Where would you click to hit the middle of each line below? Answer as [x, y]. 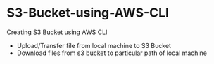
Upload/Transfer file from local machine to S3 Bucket [94, 45]
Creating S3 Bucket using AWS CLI [57, 32]
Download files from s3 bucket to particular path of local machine [112, 53]
